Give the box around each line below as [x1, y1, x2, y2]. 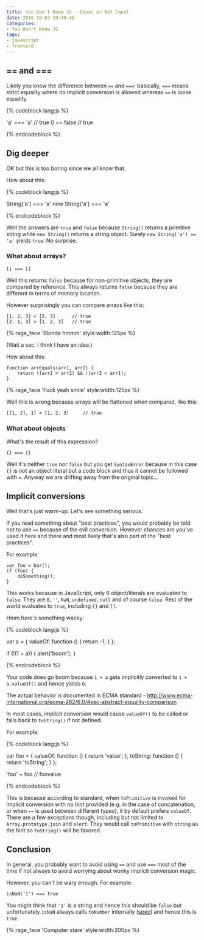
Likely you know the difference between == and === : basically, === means [6, 82, 189, 89]
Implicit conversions [6, 491, 85, 501]
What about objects [6, 424, 66, 432]
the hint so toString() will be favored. [6, 826, 102, 834]
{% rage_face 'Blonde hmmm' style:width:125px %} [6, 329, 136, 336]
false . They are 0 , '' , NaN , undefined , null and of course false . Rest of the [6, 596, 193, 603]
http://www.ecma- [147, 692, 193, 699]
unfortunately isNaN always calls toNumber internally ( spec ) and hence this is [6, 908, 197, 915]
